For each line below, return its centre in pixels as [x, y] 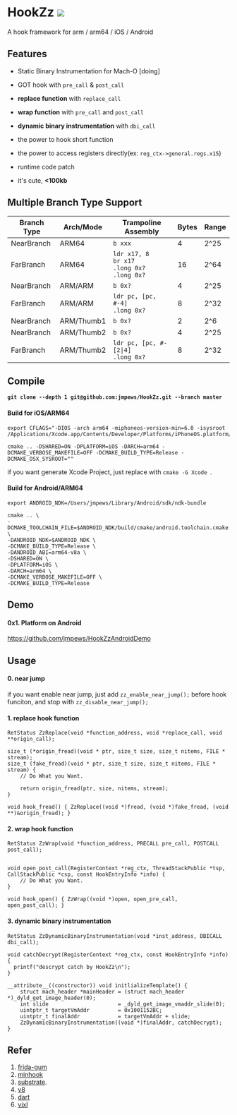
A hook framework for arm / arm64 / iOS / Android [80, 32]
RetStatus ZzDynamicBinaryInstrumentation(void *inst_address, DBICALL [115, 936]
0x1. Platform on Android [44, 622]
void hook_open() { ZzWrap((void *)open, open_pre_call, [93, 899]
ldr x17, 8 [131, 254]
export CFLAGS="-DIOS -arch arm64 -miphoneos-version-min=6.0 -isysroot [116, 428]
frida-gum [32, 1067]
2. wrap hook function [40, 828]
